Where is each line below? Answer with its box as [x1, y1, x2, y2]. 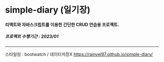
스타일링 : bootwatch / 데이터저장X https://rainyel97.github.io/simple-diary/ [5, 51, 153, 57]
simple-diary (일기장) [5, 4, 91, 15]
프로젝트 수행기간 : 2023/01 [5, 33, 59, 39]
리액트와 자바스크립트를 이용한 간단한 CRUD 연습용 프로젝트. [5, 21, 120, 27]
